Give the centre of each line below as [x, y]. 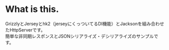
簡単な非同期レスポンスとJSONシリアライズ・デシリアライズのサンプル [79, 36]
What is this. [32, 9]
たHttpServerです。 [25, 30]
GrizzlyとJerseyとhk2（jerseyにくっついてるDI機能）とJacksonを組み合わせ [85, 23]
